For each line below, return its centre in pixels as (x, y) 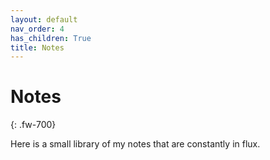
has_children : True (51, 38)
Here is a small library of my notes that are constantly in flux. (135, 144)
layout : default (44, 19)
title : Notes (37, 47)
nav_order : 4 (37, 29)
